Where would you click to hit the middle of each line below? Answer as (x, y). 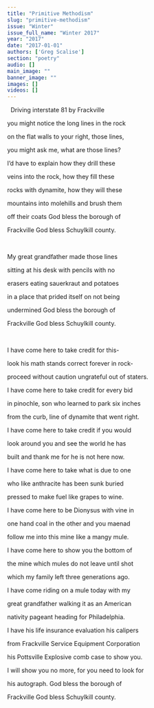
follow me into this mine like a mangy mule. (68, 537)
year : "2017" (26, 39)
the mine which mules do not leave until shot (70, 564)
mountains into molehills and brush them (65, 203)
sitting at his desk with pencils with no (61, 270)
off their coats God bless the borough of (64, 217)
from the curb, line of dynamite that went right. (73, 417)
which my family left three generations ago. (69, 577)
